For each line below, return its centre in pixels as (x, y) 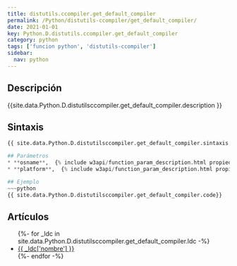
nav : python (31, 60)
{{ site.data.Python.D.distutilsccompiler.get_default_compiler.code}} (115, 195)
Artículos (28, 216)
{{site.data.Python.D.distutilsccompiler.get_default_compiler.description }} (115, 105)
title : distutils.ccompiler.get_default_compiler (82, 14)
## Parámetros (28, 156)
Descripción (35, 88)
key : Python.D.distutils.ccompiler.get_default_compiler (93, 33)
